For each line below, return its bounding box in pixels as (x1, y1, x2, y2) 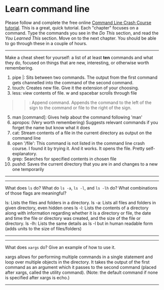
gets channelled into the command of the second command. (12, 79, 134, 85)
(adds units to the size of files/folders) (5, 225, 82, 231)
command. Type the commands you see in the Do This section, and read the (5, 30, 159, 36)
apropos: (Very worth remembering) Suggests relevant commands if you (12, 119, 159, 125)
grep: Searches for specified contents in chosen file (12, 156, 117, 162)
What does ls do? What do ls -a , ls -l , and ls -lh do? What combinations (5, 185, 158, 191)
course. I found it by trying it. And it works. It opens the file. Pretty (12, 145, 145, 151)
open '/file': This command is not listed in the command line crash (12, 140, 145, 146)
